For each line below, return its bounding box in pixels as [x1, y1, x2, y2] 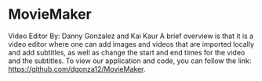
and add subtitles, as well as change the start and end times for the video [8, 48, 246, 57]
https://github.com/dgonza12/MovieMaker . [8, 64, 146, 73]
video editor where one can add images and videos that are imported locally [8, 39, 255, 48]
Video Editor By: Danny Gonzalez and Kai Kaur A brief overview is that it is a [8, 31, 253, 40]
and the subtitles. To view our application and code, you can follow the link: [8, 56, 252, 65]
